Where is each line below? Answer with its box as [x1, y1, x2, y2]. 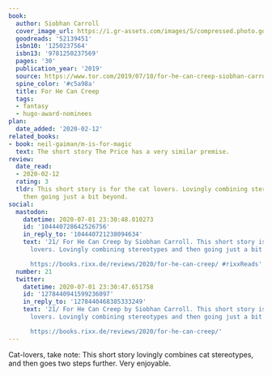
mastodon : [15, 207, 49, 216]
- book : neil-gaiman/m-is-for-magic [8, 139, 132, 148]
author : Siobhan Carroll [15, 19, 100, 28]
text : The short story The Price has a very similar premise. [15, 147, 230, 156]
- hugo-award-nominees [15, 110, 92, 118]
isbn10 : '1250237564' [15, 42, 89, 50]
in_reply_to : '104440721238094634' [23, 230, 143, 239]
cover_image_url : [15, 27, 74, 35]
